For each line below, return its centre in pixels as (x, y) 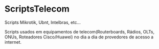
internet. (13, 42)
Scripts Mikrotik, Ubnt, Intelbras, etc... (43, 22)
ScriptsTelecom (37, 9)
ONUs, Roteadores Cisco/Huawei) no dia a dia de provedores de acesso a (79, 37)
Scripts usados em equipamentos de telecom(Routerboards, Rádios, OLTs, (79, 32)
